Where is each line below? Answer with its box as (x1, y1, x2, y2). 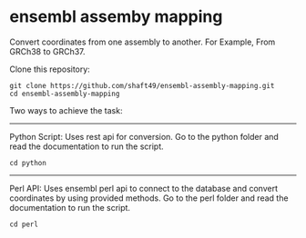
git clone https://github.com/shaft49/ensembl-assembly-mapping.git (9, 81, 275, 90)
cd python (9, 158, 47, 167)
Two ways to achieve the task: (9, 104, 123, 115)
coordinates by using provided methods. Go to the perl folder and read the (9, 193, 289, 203)
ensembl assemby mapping (9, 6, 223, 27)
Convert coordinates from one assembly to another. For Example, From (9, 36, 276, 47)
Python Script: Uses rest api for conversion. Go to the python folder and (9, 131, 280, 142)
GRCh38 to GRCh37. (9, 45, 86, 56)
